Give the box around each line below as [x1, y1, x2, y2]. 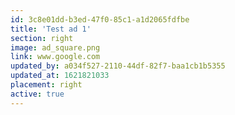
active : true [10, 89, 65, 99]
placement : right [10, 80, 83, 90]
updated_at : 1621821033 [10, 71, 110, 81]
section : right [10, 33, 74, 43]
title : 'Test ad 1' [10, 24, 92, 34]
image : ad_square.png [10, 42, 101, 53]
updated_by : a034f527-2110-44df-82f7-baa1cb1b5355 [10, 61, 226, 71]
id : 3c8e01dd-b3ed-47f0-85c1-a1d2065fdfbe [10, 14, 190, 25]
